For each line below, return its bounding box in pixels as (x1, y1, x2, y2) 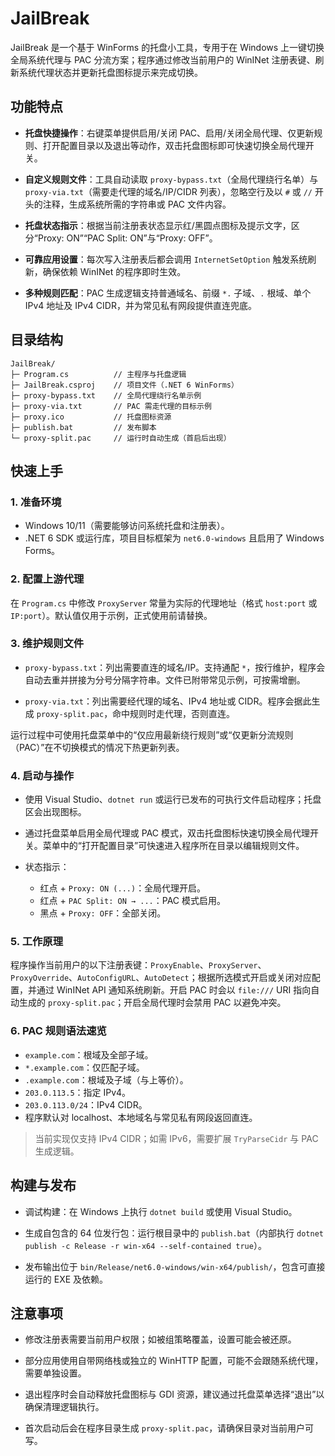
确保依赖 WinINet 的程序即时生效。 (42, 265, 187, 277)
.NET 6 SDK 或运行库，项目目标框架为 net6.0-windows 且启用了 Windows (24, 532, 325, 544)
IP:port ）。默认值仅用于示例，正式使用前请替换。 (10, 609, 213, 621)
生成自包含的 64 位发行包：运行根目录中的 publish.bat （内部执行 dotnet (24, 1227, 324, 1239)
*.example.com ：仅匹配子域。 (24, 1061, 145, 1073)
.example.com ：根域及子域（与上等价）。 (24, 1073, 189, 1086)
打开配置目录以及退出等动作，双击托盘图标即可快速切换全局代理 (42, 139, 306, 151)
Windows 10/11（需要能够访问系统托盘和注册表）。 (24, 520, 230, 532)
